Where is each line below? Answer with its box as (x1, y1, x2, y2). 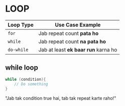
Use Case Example (55, 21, 101, 28)
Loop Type (8, 21, 34, 28)
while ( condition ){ (5, 77, 46, 82)
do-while (8, 46, 29, 52)
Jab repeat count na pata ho (38, 38, 106, 45)
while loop (5, 64, 39, 72)
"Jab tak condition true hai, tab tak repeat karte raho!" (5, 95, 116, 101)
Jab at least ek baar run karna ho (38, 46, 117, 53)
